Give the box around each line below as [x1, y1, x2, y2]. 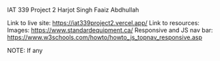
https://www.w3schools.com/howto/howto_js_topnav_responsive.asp [7, 33, 203, 41]
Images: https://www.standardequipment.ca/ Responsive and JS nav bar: [7, 26, 213, 34]
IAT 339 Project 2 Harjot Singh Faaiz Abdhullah [7, 6, 139, 14]
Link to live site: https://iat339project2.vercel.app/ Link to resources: [7, 19, 200, 26]
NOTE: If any [7, 47, 43, 54]
